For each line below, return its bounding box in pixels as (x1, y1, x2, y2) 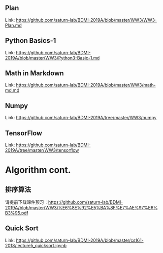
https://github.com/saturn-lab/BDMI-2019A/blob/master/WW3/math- (16, 82, 156, 88)
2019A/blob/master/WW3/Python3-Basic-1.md (5, 55, 100, 61)
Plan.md (5, 22, 22, 28)
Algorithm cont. (5, 164, 71, 176)
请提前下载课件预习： (5, 199, 48, 205)
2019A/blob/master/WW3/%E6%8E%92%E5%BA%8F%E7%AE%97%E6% (5, 205, 158, 211)
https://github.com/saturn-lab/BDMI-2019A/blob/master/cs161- (16, 237, 144, 243)
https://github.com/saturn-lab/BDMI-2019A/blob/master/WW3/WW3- (16, 17, 157, 23)
